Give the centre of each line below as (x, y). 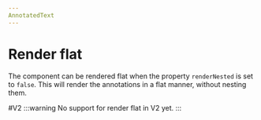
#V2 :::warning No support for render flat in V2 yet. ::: (95, 107)
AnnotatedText (32, 15)
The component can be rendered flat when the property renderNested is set (131, 76)
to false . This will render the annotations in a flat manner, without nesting (127, 84)
